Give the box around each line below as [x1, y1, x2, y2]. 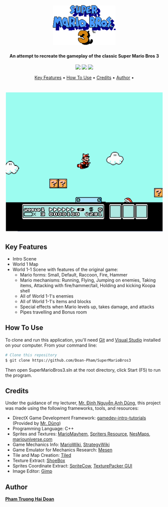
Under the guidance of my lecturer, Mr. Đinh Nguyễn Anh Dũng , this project [5, 400, 161, 406]
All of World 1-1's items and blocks [20, 298, 91, 304]
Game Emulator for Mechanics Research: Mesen [12, 447, 113, 453]
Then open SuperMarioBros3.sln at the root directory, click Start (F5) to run [5, 367, 161, 373]
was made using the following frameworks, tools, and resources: [5, 405, 139, 411]
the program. [5, 372, 32, 378]
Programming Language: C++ [12, 426, 74, 432]
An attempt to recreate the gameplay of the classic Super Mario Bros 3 [9, 53, 159, 59]
